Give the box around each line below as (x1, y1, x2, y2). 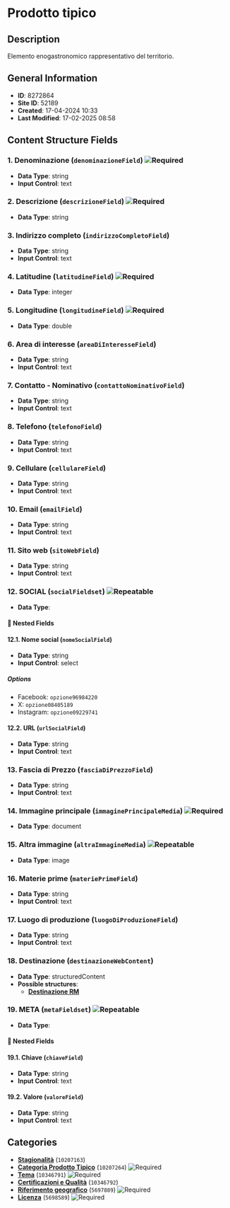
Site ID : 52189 (17, 98, 59, 107)
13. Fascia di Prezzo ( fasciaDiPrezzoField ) (7, 764, 154, 774)
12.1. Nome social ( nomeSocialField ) (7, 635, 113, 643)
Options (7, 674, 32, 684)
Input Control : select (17, 658, 79, 667)
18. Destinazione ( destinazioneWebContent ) (7, 956, 154, 966)
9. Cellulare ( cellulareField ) (7, 463, 107, 473)
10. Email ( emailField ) (7, 504, 83, 514)
